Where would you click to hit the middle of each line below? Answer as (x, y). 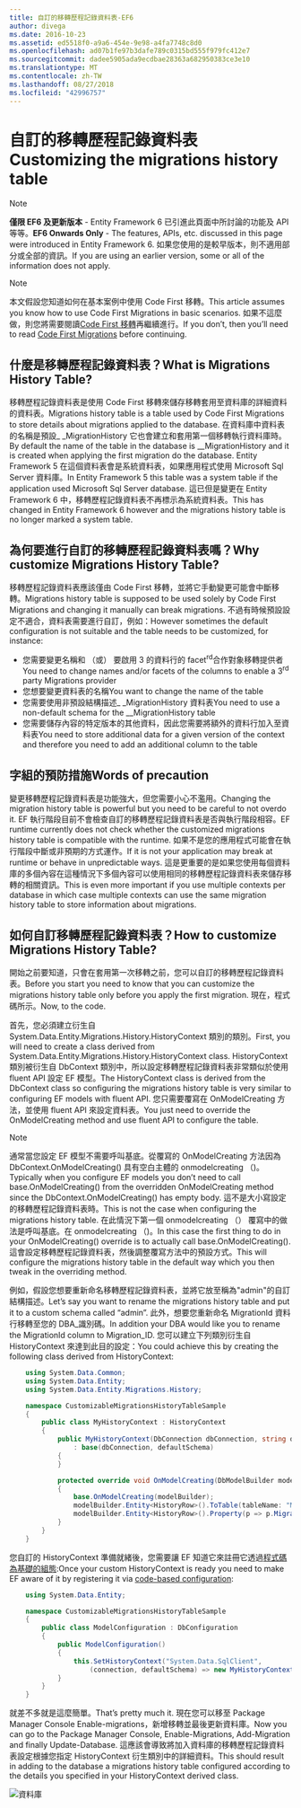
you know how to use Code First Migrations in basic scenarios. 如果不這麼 (146, 313)
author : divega (38, 26)
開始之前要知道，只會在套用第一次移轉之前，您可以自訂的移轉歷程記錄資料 (146, 972)
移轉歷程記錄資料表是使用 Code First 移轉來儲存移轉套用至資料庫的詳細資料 (149, 402)
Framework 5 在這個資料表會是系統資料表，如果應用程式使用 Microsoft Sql (146, 466)
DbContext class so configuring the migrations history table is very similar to (150, 1088)
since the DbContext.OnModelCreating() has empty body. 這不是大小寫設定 (148, 1197)
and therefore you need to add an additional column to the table (140, 745)
